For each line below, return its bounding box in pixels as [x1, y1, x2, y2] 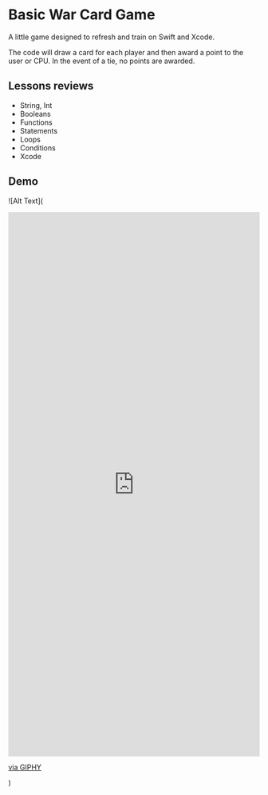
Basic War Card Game [8, 6, 156, 24]
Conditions [19, 142, 56, 153]
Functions [19, 118, 53, 127]
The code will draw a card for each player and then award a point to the [8, 47, 244, 57]
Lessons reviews [8, 79, 94, 93]
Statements [19, 126, 58, 135]
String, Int [19, 100, 53, 110]
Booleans [19, 109, 51, 118]
